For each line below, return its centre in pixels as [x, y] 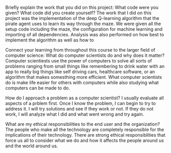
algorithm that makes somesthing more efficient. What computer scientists [84, 77]
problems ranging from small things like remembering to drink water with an [85, 66]
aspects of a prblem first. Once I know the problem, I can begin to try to [81, 103]
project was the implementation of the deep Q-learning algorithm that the [82, 18]
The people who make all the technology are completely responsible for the [85, 129]
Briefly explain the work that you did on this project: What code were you [82, 7]
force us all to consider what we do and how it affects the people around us [85, 140]
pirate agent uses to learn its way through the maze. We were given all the [83, 24]
